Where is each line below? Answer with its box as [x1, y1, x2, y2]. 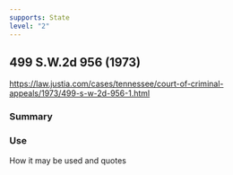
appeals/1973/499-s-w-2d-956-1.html [9, 88, 151, 99]
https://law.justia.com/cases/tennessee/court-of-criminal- [9, 78, 224, 90]
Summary [9, 110, 54, 123]
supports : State [9, 13, 70, 22]
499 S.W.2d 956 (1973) [9, 55, 142, 70]
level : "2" [9, 22, 50, 31]
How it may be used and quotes [9, 154, 127, 166]
